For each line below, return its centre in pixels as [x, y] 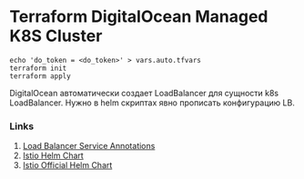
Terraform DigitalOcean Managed [139, 17]
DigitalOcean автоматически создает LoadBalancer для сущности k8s [144, 93]
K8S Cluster [56, 36]
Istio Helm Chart [53, 155]
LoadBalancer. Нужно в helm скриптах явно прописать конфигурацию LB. [152, 103]
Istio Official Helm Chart [67, 165]
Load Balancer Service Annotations [89, 146]
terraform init [38, 68]
